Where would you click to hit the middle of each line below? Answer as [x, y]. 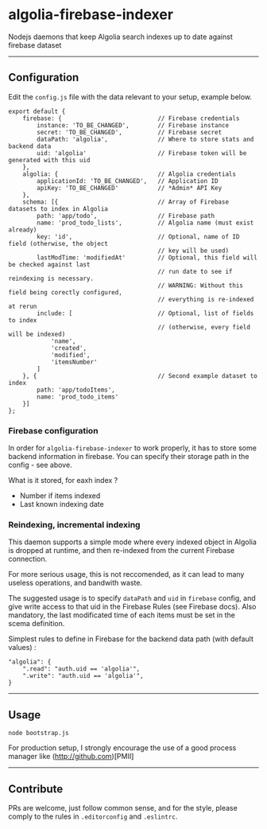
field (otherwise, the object [58, 243]
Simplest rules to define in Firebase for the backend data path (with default [131, 639]
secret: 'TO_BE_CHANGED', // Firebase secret [130, 132]
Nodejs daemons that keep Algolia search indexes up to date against [120, 37]
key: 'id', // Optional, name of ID [138, 236]
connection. [28, 559]
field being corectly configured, [66, 292]
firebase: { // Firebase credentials [131, 118]
